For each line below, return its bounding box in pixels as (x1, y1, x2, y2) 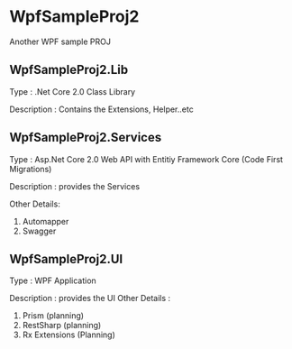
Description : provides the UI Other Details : (9, 293, 171, 304)
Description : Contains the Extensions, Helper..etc (9, 104, 194, 115)
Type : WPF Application (9, 275, 96, 286)
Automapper (22, 216, 69, 226)
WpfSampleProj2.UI (9, 251, 123, 267)
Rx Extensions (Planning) (22, 329, 115, 340)
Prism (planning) (22, 310, 84, 321)
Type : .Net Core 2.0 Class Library (9, 86, 136, 96)
